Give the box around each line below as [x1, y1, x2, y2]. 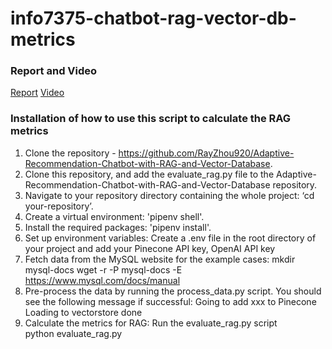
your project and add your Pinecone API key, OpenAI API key [24, 242, 276, 254]
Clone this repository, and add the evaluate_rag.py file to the [24, 168, 275, 180]
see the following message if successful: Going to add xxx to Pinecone [24, 295, 317, 307]
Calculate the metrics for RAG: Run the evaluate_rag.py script [24, 317, 278, 329]
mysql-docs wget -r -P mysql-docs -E [24, 263, 183, 276]
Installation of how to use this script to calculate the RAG [10, 112, 292, 126]
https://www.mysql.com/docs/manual [24, 274, 181, 286]
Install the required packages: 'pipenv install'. [24, 221, 212, 233]
